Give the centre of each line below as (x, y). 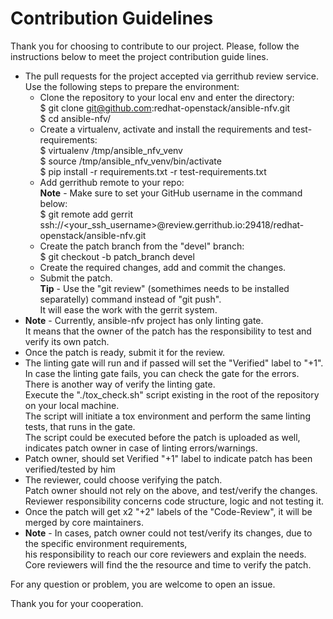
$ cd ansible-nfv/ (75, 118)
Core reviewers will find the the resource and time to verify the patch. (168, 564)
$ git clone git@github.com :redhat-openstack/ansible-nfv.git (165, 108)
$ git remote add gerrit (86, 214)
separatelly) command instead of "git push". (130, 299)
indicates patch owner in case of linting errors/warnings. (141, 448)
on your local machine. (72, 405)
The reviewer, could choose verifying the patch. (123, 479)
